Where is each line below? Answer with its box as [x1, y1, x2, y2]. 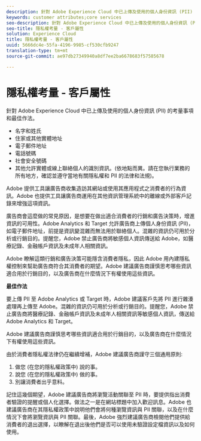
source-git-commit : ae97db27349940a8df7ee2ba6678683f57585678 [6, 53, 165, 59]
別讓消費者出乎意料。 [14, 378, 68, 385]
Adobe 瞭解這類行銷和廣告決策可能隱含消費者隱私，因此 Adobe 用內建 [6, 255, 179, 262]
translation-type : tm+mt [6, 48, 68, 54]
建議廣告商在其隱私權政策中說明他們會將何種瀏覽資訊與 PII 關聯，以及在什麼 [6, 406, 194, 413]
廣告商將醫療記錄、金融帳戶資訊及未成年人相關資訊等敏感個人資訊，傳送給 [11, 310, 195, 317]
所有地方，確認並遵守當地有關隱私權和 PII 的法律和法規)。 [14, 171, 157, 179]
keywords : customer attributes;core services [6, 14, 121, 20]
